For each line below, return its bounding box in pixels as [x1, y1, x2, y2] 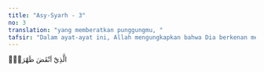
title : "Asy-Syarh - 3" [8, 11, 86, 20]
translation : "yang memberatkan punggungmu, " [8, 26, 163, 34]
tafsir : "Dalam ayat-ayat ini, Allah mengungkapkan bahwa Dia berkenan [8, 33, 247, 41]
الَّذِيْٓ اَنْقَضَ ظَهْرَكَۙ [8, 55, 68, 64]
